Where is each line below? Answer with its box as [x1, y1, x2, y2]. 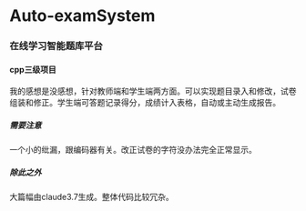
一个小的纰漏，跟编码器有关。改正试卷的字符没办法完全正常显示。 [9, 145, 257, 156]
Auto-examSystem [9, 5, 156, 26]
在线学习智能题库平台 [9, 40, 103, 53]
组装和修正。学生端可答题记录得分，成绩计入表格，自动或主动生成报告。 [9, 97, 280, 108]
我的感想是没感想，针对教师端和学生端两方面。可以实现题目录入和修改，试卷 [9, 85, 297, 96]
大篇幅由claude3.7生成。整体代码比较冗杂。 [9, 192, 175, 203]
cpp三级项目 [9, 64, 56, 75]
